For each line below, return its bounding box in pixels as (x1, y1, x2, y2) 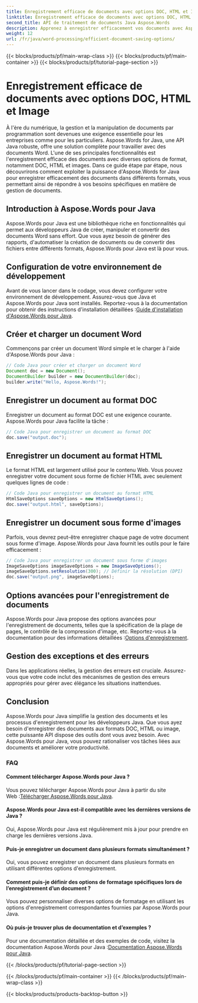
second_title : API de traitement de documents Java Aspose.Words (6, 20, 170, 25)
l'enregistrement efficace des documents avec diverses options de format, (6, 155, 187, 163)
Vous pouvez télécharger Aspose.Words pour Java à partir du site (6, 786, 166, 793)
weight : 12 (6, 31, 33, 37)
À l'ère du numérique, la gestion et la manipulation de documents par (6, 124, 174, 131)
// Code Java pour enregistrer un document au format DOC (6, 429, 151, 435)
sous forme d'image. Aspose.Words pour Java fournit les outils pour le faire (6, 539, 190, 547)
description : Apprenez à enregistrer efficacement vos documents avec (6, 25, 183, 31)
